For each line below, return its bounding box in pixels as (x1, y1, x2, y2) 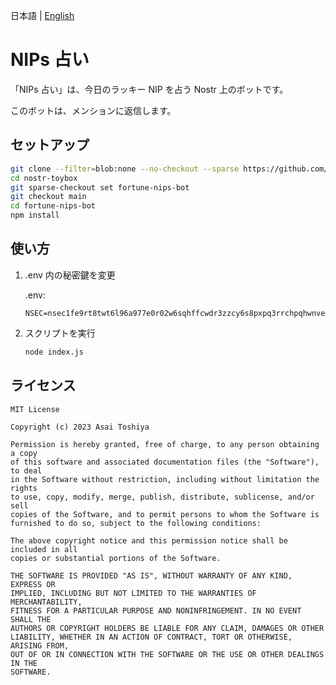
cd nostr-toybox (10, 173, 78, 183)
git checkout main (10, 192, 87, 202)
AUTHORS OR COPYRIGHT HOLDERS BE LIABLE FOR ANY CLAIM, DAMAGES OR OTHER (10, 623, 325, 633)
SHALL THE (10, 614, 52, 624)
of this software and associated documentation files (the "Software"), (10, 457, 320, 467)
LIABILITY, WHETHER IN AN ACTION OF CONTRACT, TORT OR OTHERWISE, (10, 632, 293, 642)
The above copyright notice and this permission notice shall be (10, 535, 288, 546)
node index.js (24, 347, 84, 357)
